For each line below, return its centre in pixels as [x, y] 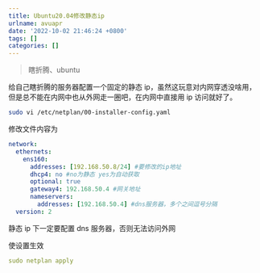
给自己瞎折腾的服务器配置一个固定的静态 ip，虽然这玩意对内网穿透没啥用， [132, 87]
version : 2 [34, 212]
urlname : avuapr [35, 23]
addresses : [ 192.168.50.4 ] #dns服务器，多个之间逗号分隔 [127, 204]
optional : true [55, 182]
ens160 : [35, 159]
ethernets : [34, 151]
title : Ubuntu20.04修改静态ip [56, 16]
